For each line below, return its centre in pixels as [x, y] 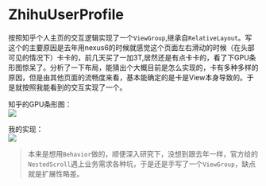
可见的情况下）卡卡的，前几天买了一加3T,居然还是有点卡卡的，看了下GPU [129, 57]
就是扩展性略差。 [56, 173]
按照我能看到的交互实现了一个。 [74, 87]
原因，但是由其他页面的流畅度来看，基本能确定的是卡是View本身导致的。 [128, 77]
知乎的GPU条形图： [40, 104]
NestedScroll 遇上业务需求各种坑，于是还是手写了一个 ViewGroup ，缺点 [142, 164]
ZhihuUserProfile [66, 15]
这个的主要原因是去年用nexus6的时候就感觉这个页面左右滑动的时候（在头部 [132, 47]
